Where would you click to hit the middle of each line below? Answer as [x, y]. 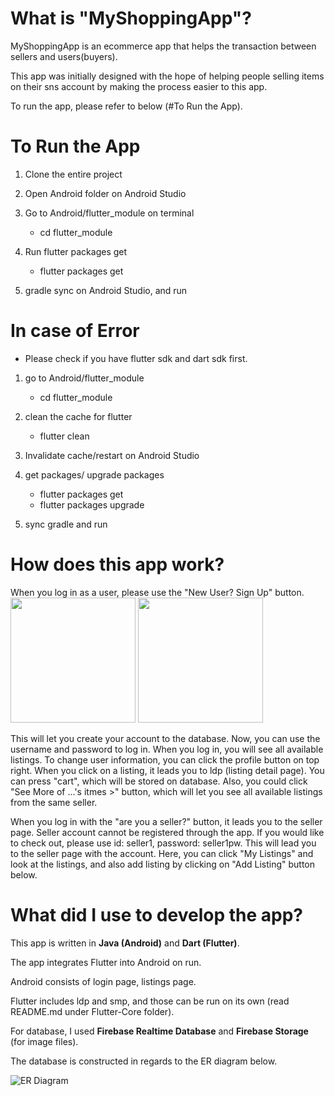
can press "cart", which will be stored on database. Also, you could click [159, 781]
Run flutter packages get [76, 251]
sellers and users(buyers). [64, 56]
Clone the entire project [73, 174]
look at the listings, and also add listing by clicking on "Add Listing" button [163, 864]
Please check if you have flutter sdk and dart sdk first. [136, 358]
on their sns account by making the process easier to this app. [139, 86]
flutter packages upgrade [92, 504]
